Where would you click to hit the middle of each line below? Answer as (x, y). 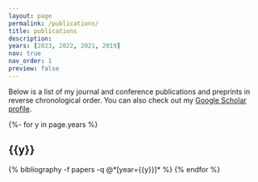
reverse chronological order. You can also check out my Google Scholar (128, 100)
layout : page (30, 16)
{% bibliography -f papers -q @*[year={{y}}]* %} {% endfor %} (114, 169)
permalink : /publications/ (54, 23)
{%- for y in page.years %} (53, 124)
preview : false (34, 69)
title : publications (43, 31)
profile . (20, 108)
